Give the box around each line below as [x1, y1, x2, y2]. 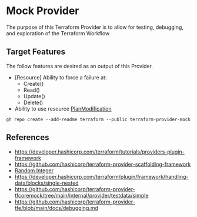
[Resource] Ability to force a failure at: [14, 74, 107, 81]
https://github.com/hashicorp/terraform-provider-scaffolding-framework [14, 161, 191, 168]
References [6, 132, 49, 142]
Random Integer [14, 166, 54, 174]
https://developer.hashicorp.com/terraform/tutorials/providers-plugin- [14, 148, 185, 155]
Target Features [6, 47, 66, 57]
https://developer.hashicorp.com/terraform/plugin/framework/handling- [14, 173, 189, 180]
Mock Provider [6, 4, 79, 18]
